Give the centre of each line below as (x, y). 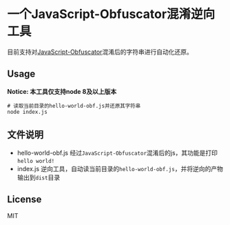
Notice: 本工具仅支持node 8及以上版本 (62, 91)
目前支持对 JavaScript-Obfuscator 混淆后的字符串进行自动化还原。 (100, 52)
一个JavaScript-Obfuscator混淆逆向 (111, 14)
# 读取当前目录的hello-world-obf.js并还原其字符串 (74, 106)
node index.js (28, 112)
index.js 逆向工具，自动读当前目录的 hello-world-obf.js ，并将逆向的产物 (120, 168)
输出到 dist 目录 (39, 177)
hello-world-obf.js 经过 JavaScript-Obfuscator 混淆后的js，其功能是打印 (117, 153)
